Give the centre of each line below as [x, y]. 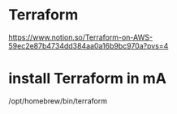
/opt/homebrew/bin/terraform [58, 101]
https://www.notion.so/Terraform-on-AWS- [80, 37]
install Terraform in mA [87, 79]
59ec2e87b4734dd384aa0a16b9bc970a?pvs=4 [88, 45]
